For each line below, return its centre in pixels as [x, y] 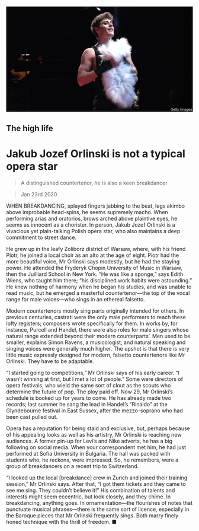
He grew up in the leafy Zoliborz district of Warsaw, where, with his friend [96, 249]
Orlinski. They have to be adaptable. [50, 361]
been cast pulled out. [32, 416]
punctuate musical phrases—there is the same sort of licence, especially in [98, 509]
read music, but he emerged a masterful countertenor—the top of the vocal [98, 293]
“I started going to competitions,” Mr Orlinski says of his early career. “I [93, 373]
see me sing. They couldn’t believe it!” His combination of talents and [91, 490]
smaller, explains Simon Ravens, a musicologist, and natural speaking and [96, 342]
